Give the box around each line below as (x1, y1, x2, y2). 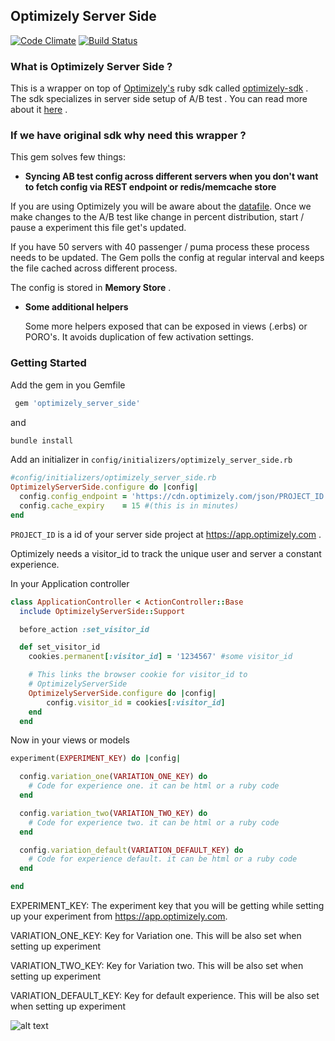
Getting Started (10, 356, 87, 370)
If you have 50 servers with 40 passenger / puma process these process (10, 241, 310, 253)
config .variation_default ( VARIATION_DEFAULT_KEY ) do (19, 845, 244, 855)
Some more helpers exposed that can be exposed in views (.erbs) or (24, 320, 308, 333)
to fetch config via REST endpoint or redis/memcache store (24, 181, 277, 193)
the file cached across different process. (10, 262, 178, 274)
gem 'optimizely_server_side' (14, 398, 141, 408)
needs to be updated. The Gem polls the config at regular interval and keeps (10, 252, 325, 264)
